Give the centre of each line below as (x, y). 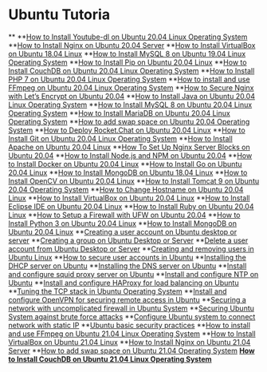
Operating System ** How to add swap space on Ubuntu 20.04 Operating (129, 121)
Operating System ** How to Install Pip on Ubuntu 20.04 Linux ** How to (128, 62)
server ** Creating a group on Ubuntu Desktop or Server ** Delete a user (128, 240)
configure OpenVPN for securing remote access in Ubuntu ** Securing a (128, 299)
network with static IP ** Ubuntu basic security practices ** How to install (130, 325)
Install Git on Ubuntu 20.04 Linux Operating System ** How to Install (120, 138)
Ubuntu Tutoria (59, 15)
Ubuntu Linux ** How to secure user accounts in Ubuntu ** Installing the (128, 257)
